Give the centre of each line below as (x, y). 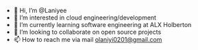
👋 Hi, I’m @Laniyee (40, 10)
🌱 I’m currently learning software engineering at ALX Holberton (102, 25)
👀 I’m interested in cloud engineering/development (85, 18)
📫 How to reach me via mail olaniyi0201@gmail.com (88, 40)
